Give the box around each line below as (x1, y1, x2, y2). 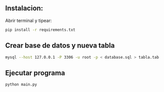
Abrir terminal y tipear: (5, 17, 52, 23)
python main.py (5, 82, 37, 87)
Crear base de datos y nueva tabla (5, 41, 115, 50)
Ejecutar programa (5, 68, 66, 77)
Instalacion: (5, 4, 43, 13)
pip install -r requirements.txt (5, 27, 76, 32)
